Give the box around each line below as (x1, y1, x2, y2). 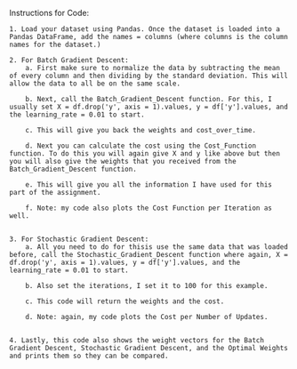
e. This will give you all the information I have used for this (25, 180, 273, 189)
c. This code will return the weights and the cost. (25, 297, 225, 306)
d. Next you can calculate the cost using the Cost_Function (25, 141, 256, 150)
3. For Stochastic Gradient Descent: (9, 235, 149, 244)
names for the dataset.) (9, 40, 101, 49)
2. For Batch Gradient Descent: (9, 56, 129, 65)
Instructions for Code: (9, 8, 90, 18)
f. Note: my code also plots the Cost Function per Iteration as (25, 204, 273, 213)
